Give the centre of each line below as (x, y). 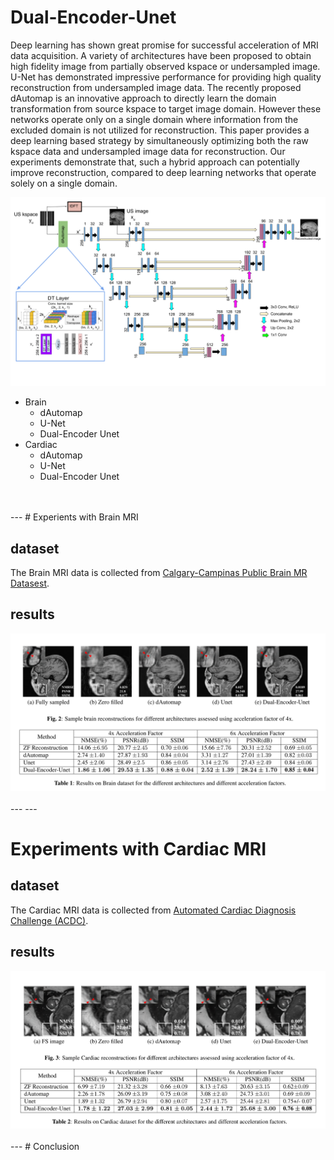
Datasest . (30, 583)
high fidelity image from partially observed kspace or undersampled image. (165, 66)
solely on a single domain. (64, 183)
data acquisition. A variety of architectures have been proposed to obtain (161, 55)
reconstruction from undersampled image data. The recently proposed (156, 87)
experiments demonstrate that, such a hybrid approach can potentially (155, 162)
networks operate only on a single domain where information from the (154, 119)
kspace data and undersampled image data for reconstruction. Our (148, 151)
